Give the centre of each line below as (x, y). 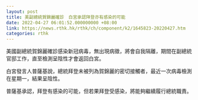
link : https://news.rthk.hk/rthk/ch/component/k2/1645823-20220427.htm (96, 28)
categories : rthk (27, 34)
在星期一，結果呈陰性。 (34, 79)
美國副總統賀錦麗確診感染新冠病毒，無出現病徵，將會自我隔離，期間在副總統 (99, 51)
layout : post (22, 12)
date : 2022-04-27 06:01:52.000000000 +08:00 (62, 22)
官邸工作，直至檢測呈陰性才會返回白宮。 (55, 59)
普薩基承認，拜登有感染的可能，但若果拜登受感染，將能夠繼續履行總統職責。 (99, 91)
